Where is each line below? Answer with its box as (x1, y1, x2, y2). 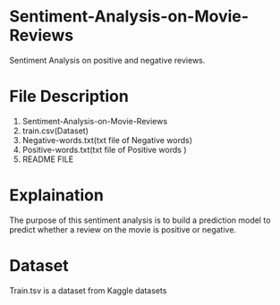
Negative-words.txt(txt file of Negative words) (21, 134, 193, 145)
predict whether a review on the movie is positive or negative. (9, 224, 237, 234)
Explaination (9, 185, 105, 206)
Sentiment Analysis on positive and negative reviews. (9, 55, 206, 65)
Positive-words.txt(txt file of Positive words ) (21, 144, 187, 155)
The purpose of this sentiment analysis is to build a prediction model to (9, 215, 271, 225)
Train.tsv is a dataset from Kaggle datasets (9, 284, 167, 296)
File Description (9, 87, 130, 106)
